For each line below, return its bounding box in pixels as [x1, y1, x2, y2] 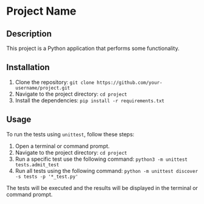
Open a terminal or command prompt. [15, 142, 110, 150]
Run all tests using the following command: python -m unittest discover [15, 167, 199, 174]
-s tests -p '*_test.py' [15, 174, 79, 180]
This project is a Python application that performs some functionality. [6, 44, 180, 52]
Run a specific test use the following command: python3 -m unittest [15, 155, 188, 163]
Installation [6, 62, 50, 72]
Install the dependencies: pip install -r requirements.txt [15, 96, 164, 104]
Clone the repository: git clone [15, 78, 94, 86]
